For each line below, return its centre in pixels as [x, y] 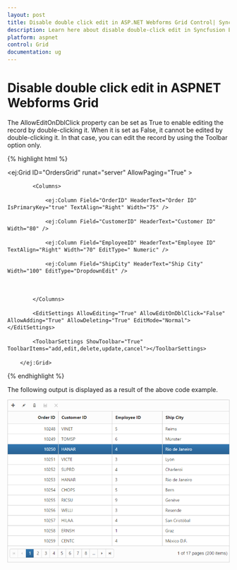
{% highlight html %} [38, 158]
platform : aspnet [33, 37]
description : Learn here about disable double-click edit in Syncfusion [116, 30]
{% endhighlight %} [36, 376]
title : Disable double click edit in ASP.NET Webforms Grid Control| [112, 22]
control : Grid [28, 45]
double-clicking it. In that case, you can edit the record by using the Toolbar [117, 137]
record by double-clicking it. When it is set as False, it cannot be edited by [115, 130]
